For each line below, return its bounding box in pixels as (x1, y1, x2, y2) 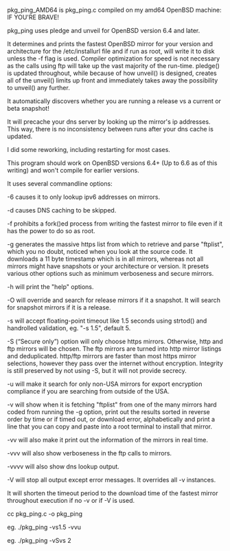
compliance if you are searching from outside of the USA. (7, 387, 170, 395)
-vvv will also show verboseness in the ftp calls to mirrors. (7, 449, 172, 457)
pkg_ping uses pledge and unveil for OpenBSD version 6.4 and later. (7, 27, 200, 34)
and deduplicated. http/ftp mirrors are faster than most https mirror (7, 352, 197, 360)
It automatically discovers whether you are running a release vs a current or (7, 97, 222, 105)
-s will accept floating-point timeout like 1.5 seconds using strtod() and (7, 316, 207, 325)
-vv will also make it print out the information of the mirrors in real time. (7, 436, 208, 444)
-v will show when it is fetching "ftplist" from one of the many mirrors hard (7, 400, 218, 409)
